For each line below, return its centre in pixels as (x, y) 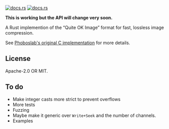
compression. (19, 33)
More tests (24, 105)
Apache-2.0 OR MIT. (27, 71)
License (18, 59)
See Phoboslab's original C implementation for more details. (68, 43)
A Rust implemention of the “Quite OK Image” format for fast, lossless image (85, 27)
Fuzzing (21, 110)
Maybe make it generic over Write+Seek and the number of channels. (84, 115)
